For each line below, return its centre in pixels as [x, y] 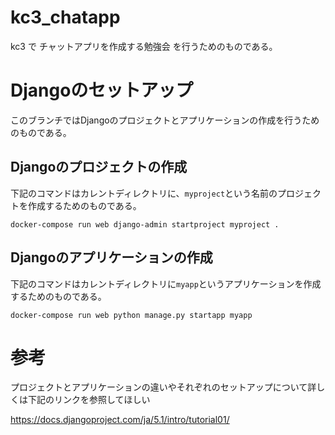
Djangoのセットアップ [102, 90]
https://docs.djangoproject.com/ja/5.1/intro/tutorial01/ [120, 420]
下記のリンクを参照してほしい [89, 400]
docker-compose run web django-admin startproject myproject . [145, 224]
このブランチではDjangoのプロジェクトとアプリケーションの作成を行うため [165, 120]
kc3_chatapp [65, 17]
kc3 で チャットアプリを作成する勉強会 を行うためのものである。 [144, 46]
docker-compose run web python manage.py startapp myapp [131, 315]
